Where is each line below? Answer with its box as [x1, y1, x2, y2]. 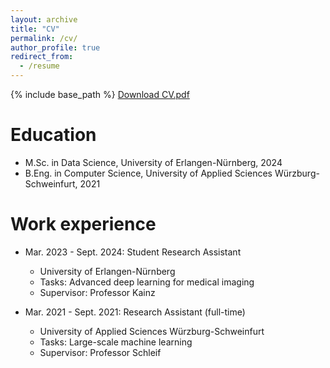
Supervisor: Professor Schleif [39, 346, 162, 358]
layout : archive [10, 14, 78, 25]
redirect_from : [10, 52, 74, 62]
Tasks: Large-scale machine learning [39, 336, 193, 348]
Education [10, 124, 97, 146]
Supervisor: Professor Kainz [39, 286, 156, 298]
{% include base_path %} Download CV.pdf [10, 89, 190, 100]
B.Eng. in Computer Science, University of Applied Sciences [24, 167, 273, 179]
